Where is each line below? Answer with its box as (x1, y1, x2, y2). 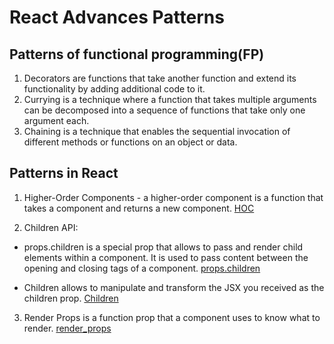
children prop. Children (23, 292, 119, 304)
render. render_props (23, 322, 112, 334)
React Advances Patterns (9, 6, 225, 29)
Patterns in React (9, 165, 119, 182)
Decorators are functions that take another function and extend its (23, 72, 297, 84)
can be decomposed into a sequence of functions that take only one (23, 104, 306, 116)
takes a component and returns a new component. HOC (23, 202, 255, 214)
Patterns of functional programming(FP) (9, 46, 265, 63)
